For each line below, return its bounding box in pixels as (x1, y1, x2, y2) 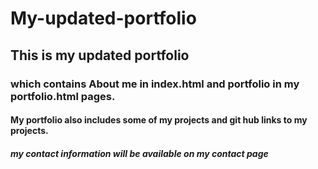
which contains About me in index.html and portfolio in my (10, 77, 300, 91)
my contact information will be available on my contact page (10, 147, 269, 159)
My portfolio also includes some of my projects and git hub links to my (10, 114, 308, 126)
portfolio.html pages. (10, 89, 116, 103)
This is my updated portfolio (10, 47, 190, 64)
